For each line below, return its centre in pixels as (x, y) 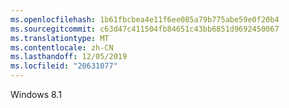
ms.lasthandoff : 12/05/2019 (69, 57)
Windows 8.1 (36, 94)
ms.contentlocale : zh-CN (62, 47)
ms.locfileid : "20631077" (64, 66)
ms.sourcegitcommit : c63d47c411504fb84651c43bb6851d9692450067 (145, 29)
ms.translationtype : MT (60, 38)
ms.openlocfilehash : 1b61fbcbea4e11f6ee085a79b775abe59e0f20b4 (145, 19)
